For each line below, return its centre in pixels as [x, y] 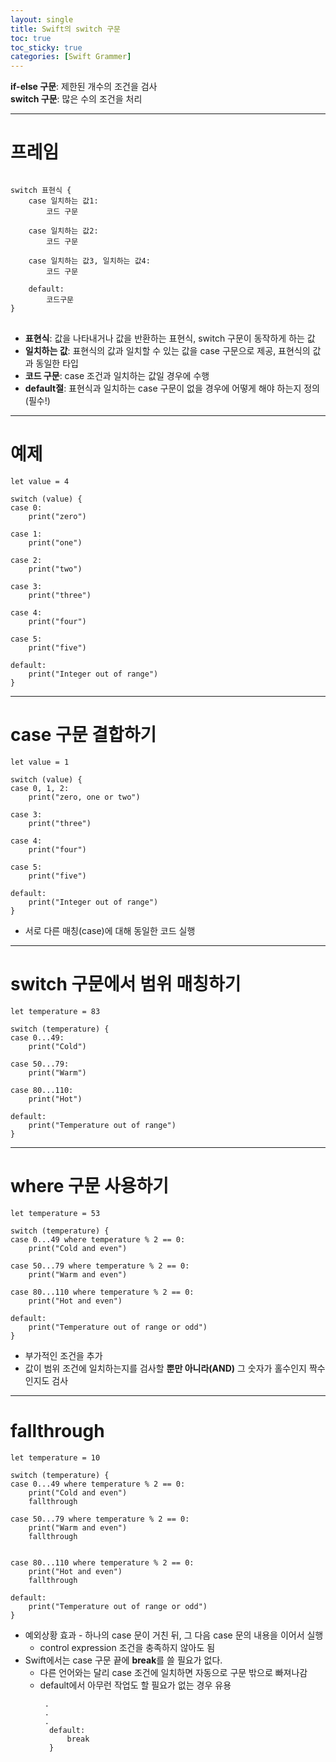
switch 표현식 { [41, 191]
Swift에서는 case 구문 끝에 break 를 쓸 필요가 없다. [123, 1660]
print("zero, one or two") [84, 797]
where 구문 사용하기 [90, 1186]
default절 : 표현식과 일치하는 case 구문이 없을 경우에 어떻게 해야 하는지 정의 [172, 388]
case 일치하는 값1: [63, 201]
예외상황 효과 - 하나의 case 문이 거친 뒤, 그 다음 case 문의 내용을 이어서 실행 [174, 1635]
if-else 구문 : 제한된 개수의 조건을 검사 [84, 87]
